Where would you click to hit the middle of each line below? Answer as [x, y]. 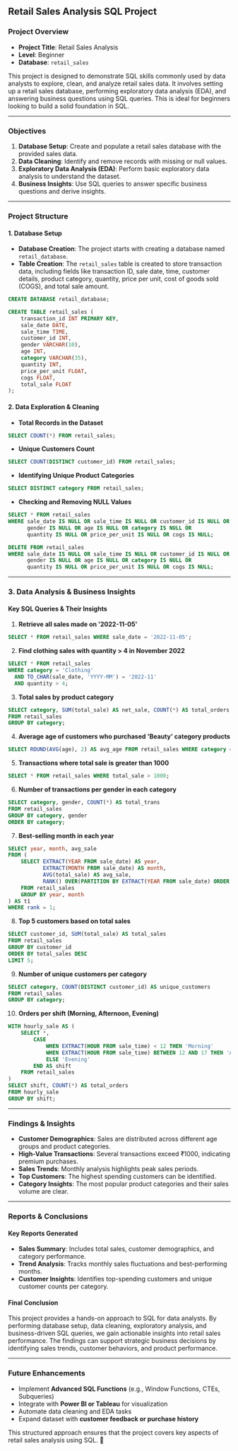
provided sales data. [48, 153]
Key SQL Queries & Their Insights [58, 609]
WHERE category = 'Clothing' [51, 671]
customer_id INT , [46, 339]
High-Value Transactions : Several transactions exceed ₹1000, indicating [124, 1154]
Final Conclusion [33, 1303]
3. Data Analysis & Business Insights [72, 592]
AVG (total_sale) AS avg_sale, [87, 875]
